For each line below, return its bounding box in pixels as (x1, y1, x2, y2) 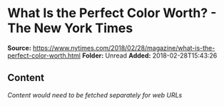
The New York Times (7, 20, 133, 36)
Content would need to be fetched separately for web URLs (7, 90, 183, 99)
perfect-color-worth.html (7, 51, 81, 60)
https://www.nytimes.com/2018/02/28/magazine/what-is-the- (33, 43, 215, 52)
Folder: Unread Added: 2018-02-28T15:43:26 (81, 51, 218, 60)
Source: (7, 43, 32, 52)
